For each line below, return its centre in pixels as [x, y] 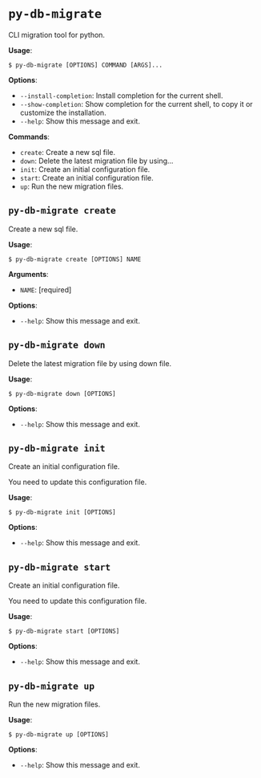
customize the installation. [63, 112]
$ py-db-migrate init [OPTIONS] [62, 512]
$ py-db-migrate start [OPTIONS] [64, 631]
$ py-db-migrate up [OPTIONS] [59, 735]
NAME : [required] [46, 289]
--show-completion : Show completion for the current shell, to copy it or [137, 104]
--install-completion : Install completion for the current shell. [121, 96]
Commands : [29, 136]
